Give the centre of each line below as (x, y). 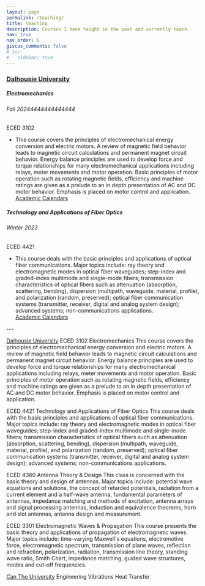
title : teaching (27, 23)
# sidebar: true (30, 57)
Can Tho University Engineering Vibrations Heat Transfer (78, 576)
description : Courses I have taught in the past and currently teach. (98, 29)
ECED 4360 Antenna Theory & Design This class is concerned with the (95, 475)
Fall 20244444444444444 (41, 109)
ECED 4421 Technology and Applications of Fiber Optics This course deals (100, 411)
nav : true (19, 35)
